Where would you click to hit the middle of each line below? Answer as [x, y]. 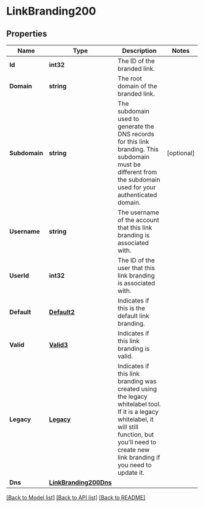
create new [134, 450]
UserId [19, 275]
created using [137, 389]
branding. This [138, 149]
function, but [136, 435]
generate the [136, 126]
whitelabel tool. [139, 404]
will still [128, 427]
